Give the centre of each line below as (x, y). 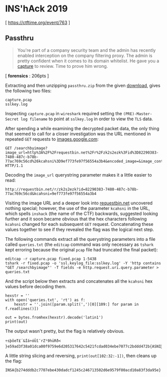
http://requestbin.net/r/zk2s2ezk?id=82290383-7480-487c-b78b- (72, 189)
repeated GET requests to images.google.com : (52, 139)
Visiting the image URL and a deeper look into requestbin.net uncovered (79, 203)
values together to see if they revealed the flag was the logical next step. (80, 229)
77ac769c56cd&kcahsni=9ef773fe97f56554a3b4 (51, 193)
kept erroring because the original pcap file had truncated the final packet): (82, 249)
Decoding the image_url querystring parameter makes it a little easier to (79, 175)
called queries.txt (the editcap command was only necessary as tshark (80, 244)
